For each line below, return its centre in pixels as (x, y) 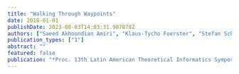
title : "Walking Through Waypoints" (62, 14)
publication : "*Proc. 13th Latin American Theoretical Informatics (110, 60)
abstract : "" (27, 47)
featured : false (31, 54)
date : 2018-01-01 (33, 20)
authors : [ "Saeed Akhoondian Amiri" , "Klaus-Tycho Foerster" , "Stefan (114, 33)
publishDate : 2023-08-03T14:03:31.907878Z (71, 27)
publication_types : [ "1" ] (46, 40)
